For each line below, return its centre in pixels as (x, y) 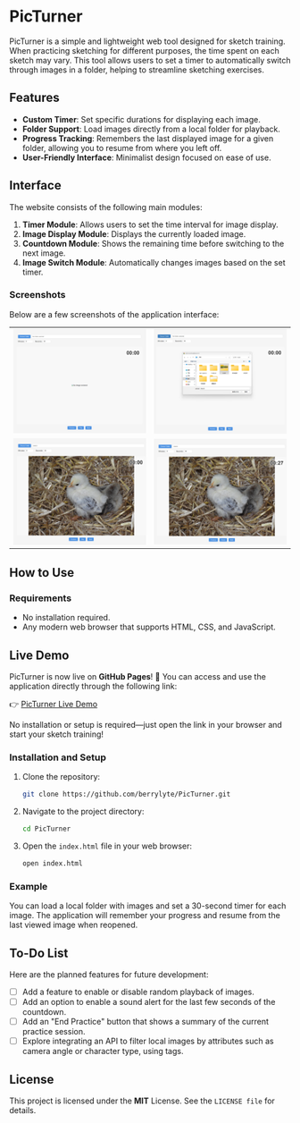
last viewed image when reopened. (74, 925)
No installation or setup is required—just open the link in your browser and (146, 724)
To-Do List (39, 953)
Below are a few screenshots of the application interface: (114, 314)
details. (23, 1110)
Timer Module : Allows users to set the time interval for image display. (150, 224)
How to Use (42, 573)
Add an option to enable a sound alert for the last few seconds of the (149, 1002)
